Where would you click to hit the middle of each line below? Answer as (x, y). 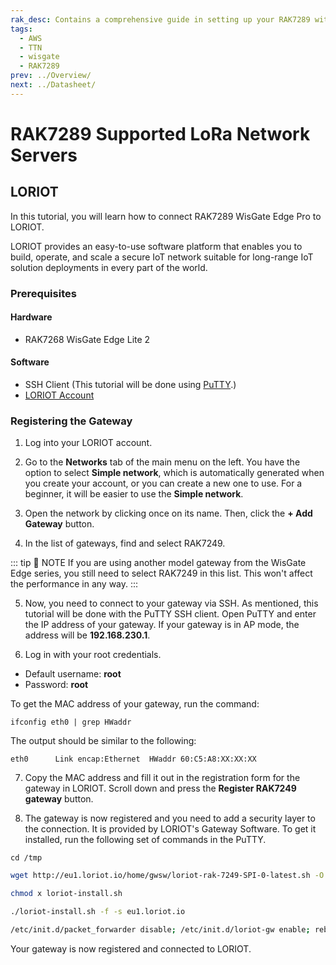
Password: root (56, 685)
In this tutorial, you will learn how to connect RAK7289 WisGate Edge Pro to (166, 216)
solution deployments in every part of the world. (109, 267)
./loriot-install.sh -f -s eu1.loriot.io (98, 912)
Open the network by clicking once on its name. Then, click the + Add (168, 513)
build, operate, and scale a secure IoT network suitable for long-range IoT (162, 257)
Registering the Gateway (71, 421)
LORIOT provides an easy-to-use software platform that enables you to (156, 246)
